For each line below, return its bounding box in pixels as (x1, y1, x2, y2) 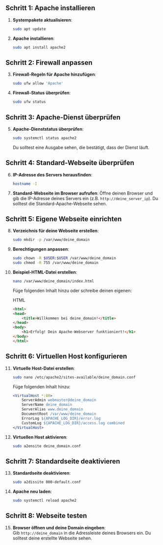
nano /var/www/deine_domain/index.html (12, 279, 94, 284)
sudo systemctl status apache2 (12, 135, 77, 141)
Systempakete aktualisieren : (12, 17, 72, 23)
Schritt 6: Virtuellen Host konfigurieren (5, 352, 127, 361)
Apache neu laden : (12, 488, 52, 494)
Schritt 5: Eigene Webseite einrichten (5, 215, 122, 223)
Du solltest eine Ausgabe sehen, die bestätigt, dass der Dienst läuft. (12, 144, 150, 150)
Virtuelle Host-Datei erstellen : (12, 365, 75, 371)
